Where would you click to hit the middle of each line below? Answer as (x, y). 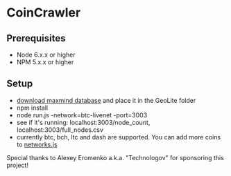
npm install (32, 108)
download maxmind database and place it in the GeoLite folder (106, 100)
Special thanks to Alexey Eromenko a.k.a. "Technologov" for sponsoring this (115, 157)
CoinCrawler (44, 13)
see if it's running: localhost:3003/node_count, (83, 122)
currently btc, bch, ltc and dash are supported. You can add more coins (119, 137)
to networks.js (37, 144)
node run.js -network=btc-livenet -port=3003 (82, 115)
